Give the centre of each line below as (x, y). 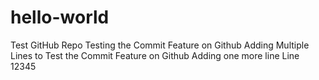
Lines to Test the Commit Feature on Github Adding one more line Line (155, 55)
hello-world (60, 17)
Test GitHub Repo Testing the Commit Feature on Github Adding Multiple (160, 45)
